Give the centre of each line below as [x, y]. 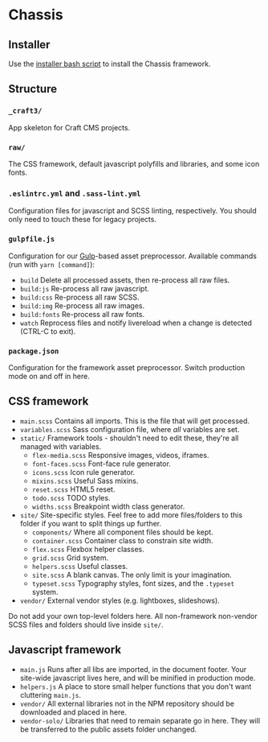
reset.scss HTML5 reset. [73, 489]
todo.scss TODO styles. [71, 497]
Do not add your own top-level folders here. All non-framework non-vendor [133, 616]
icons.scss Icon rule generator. [83, 472]
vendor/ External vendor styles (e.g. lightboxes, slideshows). [120, 600]
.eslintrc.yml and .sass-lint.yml [75, 193]
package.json [34, 351]
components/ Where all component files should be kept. [123, 532]
